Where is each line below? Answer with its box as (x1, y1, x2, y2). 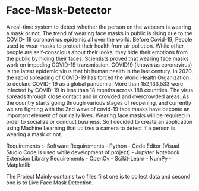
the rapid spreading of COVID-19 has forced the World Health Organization (6, 74, 189, 81)
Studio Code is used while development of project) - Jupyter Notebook (6, 148, 180, 155)
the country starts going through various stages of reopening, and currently (6, 99, 192, 106)
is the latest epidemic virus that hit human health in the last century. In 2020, (6, 67, 194, 74)
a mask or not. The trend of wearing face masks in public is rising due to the (6, 29, 193, 36)
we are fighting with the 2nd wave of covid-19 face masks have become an (6, 105, 190, 112)
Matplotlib (6, 161, 31, 168)
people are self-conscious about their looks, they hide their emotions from (6, 48, 188, 55)
